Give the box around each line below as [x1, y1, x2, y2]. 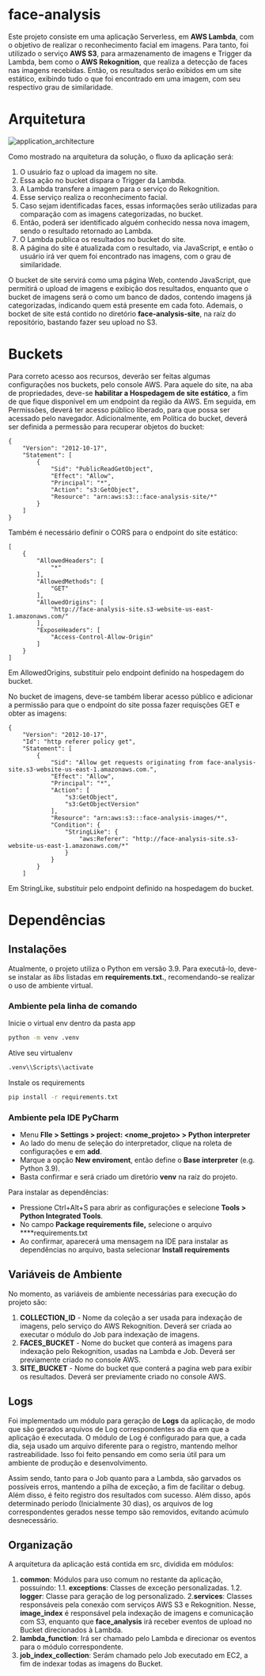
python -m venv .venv [8, 1034, 80, 1042]
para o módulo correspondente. [19, 1642, 124, 1651]
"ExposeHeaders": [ [36, 626, 101, 634]
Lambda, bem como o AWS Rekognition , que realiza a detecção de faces [8, 57, 248, 67]
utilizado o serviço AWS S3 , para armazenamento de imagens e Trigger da [8, 48, 252, 58]
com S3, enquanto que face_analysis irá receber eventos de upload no [19, 1617, 252, 1627]
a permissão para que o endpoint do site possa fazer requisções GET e [8, 700, 240, 709]
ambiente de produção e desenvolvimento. [8, 1458, 148, 1467]
